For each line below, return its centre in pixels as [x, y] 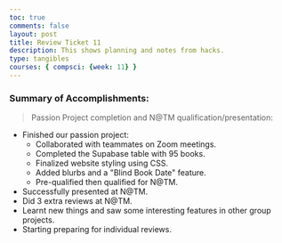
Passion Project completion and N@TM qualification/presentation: [152, 117]
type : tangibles [39, 59]
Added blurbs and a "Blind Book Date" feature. [121, 173]
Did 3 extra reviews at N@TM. [77, 201]
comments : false [39, 26]
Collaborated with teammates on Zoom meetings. [125, 144]
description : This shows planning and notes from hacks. [117, 51]
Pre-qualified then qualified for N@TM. [107, 182]
